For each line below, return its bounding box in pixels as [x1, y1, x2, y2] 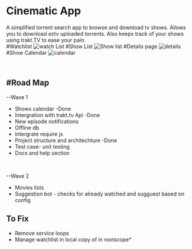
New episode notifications [14, 118, 79, 125]
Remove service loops [14, 229, 69, 237]
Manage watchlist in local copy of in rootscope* [14, 236, 132, 243]
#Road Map [6, 78, 49, 88]
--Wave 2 [6, 172, 30, 179]
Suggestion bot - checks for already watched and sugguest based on [14, 190, 185, 197]
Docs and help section [14, 149, 70, 156]
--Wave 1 [6, 93, 28, 100]
